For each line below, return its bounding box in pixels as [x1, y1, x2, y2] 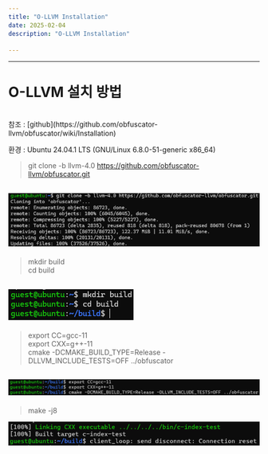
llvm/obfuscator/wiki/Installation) [8, 128, 116, 139]
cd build [27, 265, 55, 275]
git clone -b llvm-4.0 [27, 161, 96, 170]
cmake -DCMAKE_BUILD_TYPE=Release [27, 347, 161, 358]
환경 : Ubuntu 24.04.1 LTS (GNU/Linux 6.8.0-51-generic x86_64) [8, 145, 216, 155]
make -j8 [27, 406, 57, 416]
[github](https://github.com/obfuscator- [26, 119, 158, 129]
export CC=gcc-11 [27, 331, 88, 340]
